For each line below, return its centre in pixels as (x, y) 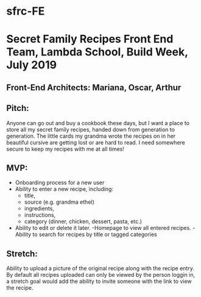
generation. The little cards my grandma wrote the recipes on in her (91, 136)
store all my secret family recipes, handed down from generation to (91, 129)
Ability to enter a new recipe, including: (64, 189)
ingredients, (39, 209)
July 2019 (31, 65)
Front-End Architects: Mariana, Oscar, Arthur (94, 88)
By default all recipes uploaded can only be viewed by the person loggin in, (101, 275)
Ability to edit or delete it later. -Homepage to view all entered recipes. (103, 228)
